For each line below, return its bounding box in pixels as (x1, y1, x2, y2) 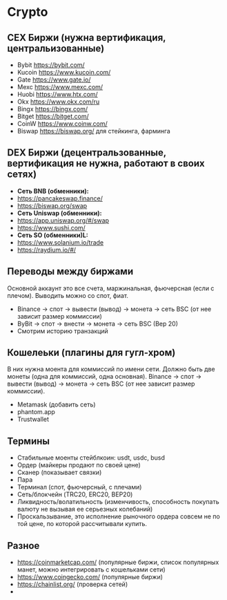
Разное (7, 540, 40, 552)
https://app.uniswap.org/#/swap (17, 216, 109, 225)
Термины (7, 435, 50, 447)
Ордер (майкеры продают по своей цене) (17, 461, 141, 469)
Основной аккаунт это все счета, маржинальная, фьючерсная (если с (7, 284, 215, 292)
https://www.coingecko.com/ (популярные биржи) (17, 573, 164, 581)
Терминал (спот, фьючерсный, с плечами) (17, 483, 142, 491)
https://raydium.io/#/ (17, 245, 77, 254)
